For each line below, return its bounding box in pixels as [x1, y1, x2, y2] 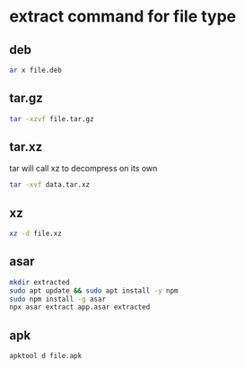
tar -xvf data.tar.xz [9, 180, 91, 189]
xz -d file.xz [9, 229, 63, 239]
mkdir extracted [9, 277, 70, 286]
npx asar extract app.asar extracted [9, 303, 151, 312]
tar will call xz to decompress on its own [9, 163, 158, 174]
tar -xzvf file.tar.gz [9, 114, 94, 123]
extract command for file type [9, 6, 237, 27]
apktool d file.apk [9, 352, 83, 361]
